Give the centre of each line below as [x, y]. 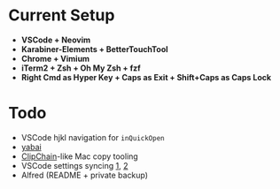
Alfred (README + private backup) [84, 175]
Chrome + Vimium [55, 58]
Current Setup [62, 15]
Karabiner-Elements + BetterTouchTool [95, 49]
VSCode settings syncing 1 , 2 [74, 165]
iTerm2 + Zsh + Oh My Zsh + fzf [81, 68]
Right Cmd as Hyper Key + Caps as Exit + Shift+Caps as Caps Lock [146, 77]
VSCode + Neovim [55, 40]
